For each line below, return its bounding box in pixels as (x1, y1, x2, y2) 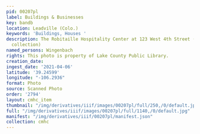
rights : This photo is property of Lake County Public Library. (6, 53, 169, 59)
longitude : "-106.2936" (6, 75, 65, 81)
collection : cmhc (6, 119, 49, 125)
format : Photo (6, 81, 42, 87)
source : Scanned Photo (6, 86, 62, 92)
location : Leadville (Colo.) (6, 25, 79, 31)
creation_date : (6, 58, 44, 64)
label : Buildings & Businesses (6, 14, 84, 20)
